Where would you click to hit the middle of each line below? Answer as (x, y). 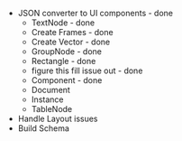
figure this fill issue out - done (87, 70)
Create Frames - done (73, 32)
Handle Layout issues (58, 118)
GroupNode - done (66, 52)
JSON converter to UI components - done (96, 13)
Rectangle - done (64, 61)
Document (50, 90)
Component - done (67, 80)
